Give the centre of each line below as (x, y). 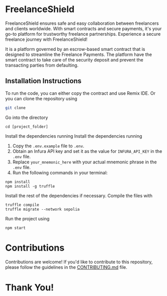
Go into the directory (27, 117)
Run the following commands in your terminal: (60, 172)
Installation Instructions (44, 81)
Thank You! (30, 287)
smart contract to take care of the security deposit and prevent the (74, 60)
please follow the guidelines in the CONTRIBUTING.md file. (66, 267)
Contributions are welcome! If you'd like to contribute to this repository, (79, 262)
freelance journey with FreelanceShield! (47, 39)
